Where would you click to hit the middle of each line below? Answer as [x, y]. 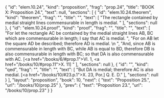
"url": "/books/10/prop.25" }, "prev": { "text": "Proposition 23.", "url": [74, 85]
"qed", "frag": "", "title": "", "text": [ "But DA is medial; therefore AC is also [79, 70]
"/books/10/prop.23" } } [29, 90]
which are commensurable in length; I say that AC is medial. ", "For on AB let [82, 38]
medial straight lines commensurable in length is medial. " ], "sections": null [81, 23]
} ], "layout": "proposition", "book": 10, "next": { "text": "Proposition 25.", [78, 80]
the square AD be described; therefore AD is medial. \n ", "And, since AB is [80, 43]
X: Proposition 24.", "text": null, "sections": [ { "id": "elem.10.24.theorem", [79, 12]
